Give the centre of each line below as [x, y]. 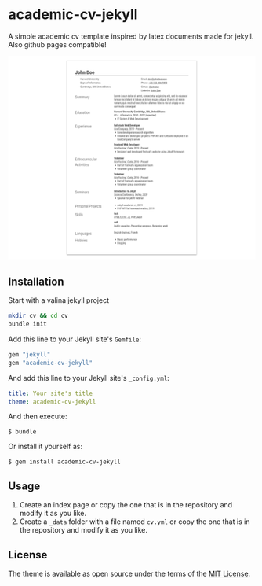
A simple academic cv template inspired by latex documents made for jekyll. [131, 36]
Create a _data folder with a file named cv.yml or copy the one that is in [135, 522]
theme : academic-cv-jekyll [52, 402]
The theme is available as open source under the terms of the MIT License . [129, 574]
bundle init [27, 324]
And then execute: [38, 416]
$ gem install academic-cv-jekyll [65, 462]
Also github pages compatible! [58, 44]
